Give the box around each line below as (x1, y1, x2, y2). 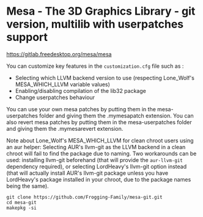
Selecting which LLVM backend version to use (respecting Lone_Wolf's (15, 74, 194, 81)
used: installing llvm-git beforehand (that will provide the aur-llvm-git (6, 156, 183, 163)
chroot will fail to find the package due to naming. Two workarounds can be (6, 150, 197, 157)
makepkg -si (6, 205, 37, 211)
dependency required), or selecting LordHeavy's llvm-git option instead (6, 163, 187, 170)
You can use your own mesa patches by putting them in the (6, 105, 156, 112)
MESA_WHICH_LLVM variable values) (15, 81, 110, 88)
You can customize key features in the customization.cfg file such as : (6, 62, 184, 70)
